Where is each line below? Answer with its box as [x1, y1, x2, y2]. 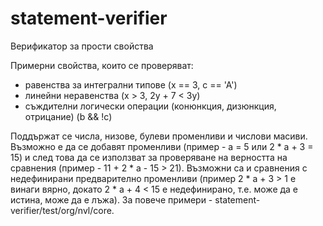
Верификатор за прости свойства [10, 40, 154, 52]
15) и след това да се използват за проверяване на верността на [10, 151, 288, 163]
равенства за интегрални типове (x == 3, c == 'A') [24, 78, 238, 91]
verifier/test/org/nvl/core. [10, 204, 115, 216]
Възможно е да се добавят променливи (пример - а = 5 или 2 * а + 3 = [10, 140, 314, 152]
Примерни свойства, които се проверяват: [10, 59, 194, 71]
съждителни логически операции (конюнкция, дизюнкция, [24, 100, 277, 112]
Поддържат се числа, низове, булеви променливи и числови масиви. [10, 130, 308, 142]
